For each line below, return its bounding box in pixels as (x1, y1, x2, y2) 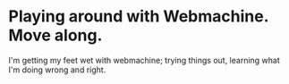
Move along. (8, 25, 103, 46)
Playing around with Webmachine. (8, 6, 269, 27)
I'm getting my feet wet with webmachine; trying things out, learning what (8, 55, 281, 65)
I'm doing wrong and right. (8, 64, 106, 75)
